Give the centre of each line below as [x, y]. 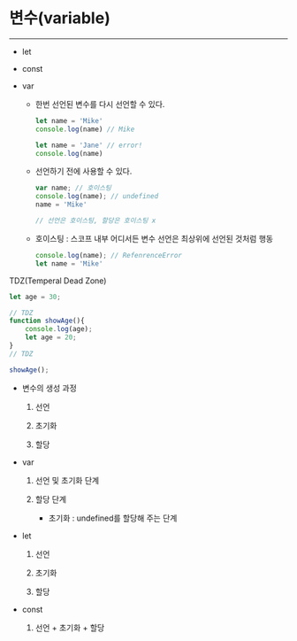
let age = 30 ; [35, 297]
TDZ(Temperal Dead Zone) [58, 281]
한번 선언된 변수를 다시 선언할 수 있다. [100, 104]
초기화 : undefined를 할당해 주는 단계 [113, 518]
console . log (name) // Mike [85, 129]
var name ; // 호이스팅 [73, 188]
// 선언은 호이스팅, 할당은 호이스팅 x [95, 221]
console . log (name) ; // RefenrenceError [109, 255]
